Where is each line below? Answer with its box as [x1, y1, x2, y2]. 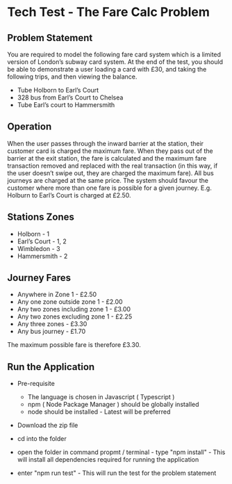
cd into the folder [17, 435, 67, 443]
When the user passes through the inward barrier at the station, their [7, 139, 204, 147]
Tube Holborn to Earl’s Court [17, 86, 99, 94]
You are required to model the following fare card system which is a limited [7, 50, 221, 58]
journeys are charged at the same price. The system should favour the [7, 176, 209, 184]
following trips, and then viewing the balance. [7, 72, 138, 81]
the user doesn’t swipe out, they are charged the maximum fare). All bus [7, 168, 214, 177]
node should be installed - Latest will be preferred [27, 408, 171, 416]
